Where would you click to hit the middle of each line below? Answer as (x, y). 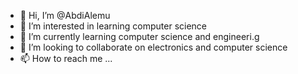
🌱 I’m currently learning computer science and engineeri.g (139, 36)
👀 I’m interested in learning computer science (113, 26)
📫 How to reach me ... (66, 58)
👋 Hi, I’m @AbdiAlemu (65, 15)
